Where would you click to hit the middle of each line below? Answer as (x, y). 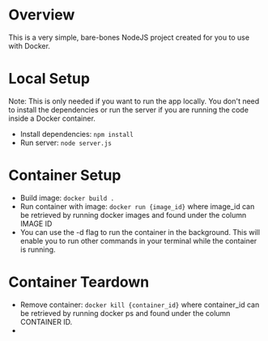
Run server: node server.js (66, 143)
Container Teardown (79, 282)
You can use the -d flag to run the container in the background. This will (140, 232)
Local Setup (49, 79)
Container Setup (65, 175)
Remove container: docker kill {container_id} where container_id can (140, 305)
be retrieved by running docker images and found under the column (133, 215)
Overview (42, 15)
